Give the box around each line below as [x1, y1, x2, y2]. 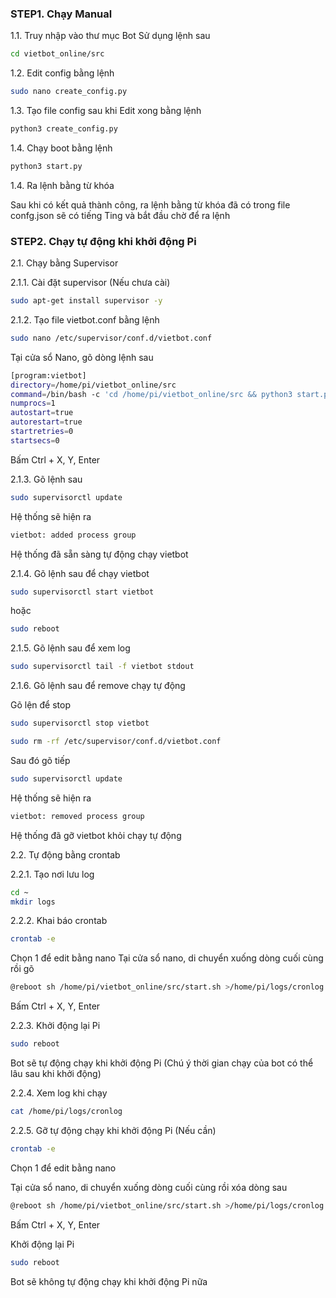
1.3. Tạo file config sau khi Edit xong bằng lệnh [10, 105, 202, 117]
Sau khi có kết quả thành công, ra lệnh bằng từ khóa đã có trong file [10, 198, 291, 211]
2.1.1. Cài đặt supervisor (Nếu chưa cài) [10, 277, 171, 289]
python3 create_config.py [10, 124, 118, 134]
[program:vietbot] [10, 370, 87, 381]
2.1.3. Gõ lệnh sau [10, 473, 83, 485]
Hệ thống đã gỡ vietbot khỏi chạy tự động [10, 829, 182, 841]
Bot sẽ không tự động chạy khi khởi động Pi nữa [10, 1275, 208, 1287]
